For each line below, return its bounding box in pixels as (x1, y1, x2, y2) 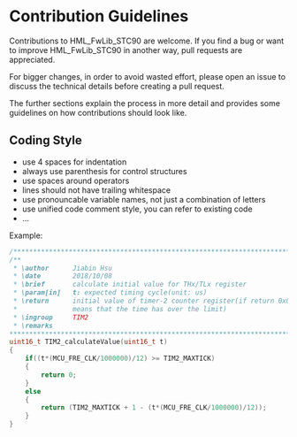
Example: (9, 230, 43, 241)
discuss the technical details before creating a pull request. (9, 80, 225, 91)
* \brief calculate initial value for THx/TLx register (12, 280, 247, 289)
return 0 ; (41, 370, 77, 379)
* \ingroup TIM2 (12, 312, 89, 322)
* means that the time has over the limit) (12, 304, 227, 313)
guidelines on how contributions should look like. (9, 107, 187, 118)
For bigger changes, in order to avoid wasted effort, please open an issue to (9, 71, 286, 81)
